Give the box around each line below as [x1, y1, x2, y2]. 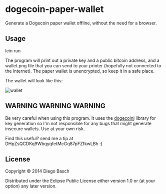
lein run [5, 47, 21, 53]
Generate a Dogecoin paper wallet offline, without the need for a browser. [5, 20, 157, 26]
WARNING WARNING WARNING [5, 102, 106, 110]
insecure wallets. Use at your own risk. [5, 126, 85, 132]
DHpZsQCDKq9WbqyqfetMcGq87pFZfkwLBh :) [5, 141, 102, 147]
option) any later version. [5, 183, 56, 189]
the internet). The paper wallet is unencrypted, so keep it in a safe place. [5, 68, 155, 74]
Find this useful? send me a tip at [5, 135, 73, 141]
